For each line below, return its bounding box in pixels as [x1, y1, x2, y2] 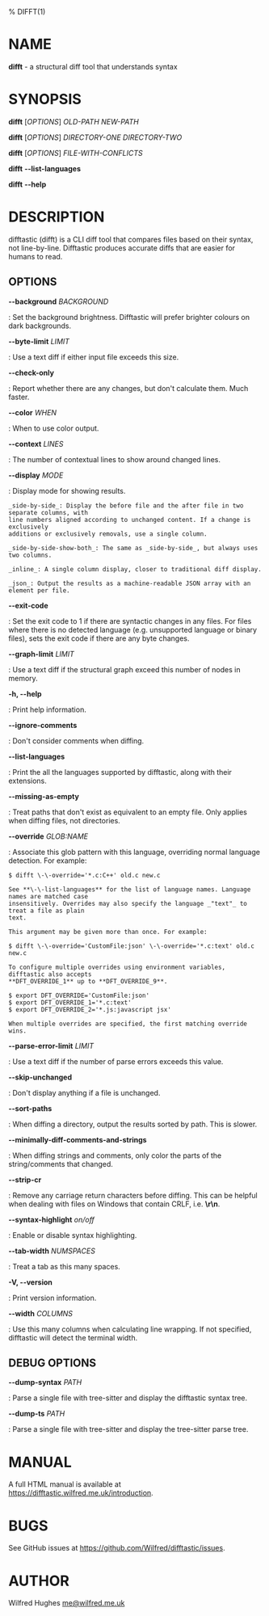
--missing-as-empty [8, 791, 79, 801]
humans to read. [8, 251, 63, 261]
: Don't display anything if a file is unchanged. [8, 1088, 161, 1097]
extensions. [8, 776, 47, 785]
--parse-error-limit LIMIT [8, 1041, 95, 1050]
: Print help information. [8, 705, 86, 714]
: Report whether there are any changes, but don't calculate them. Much [8, 383, 249, 393]
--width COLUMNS [8, 1308, 74, 1318]
